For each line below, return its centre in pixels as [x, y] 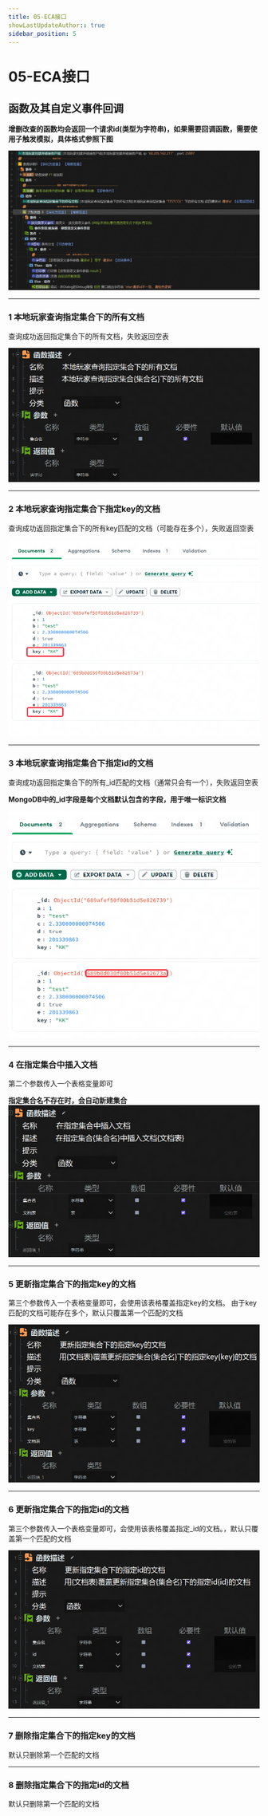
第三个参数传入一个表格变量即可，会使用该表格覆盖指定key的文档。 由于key [133, 1302]
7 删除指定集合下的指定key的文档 [72, 1736]
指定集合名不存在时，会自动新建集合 [68, 1101]
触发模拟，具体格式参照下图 [67, 139]
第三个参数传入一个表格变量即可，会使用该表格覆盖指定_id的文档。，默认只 [130, 1528]
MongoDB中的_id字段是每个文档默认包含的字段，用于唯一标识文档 [117, 799]
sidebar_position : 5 [43, 33]
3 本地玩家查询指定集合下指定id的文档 [81, 763]
